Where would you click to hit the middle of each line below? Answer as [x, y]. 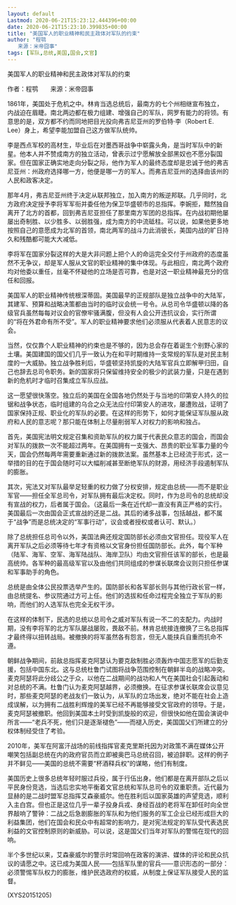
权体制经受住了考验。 [38, 731]
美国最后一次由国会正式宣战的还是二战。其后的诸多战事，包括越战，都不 [112, 513]
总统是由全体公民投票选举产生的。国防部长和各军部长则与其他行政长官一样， [118, 587]
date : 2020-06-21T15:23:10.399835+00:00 [67, 27]
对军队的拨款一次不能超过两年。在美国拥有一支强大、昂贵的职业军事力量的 [115, 445]
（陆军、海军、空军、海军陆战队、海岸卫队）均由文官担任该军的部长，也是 [115, 554]
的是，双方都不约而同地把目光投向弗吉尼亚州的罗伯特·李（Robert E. [117, 121]
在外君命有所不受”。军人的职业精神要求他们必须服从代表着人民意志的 [122, 321]
